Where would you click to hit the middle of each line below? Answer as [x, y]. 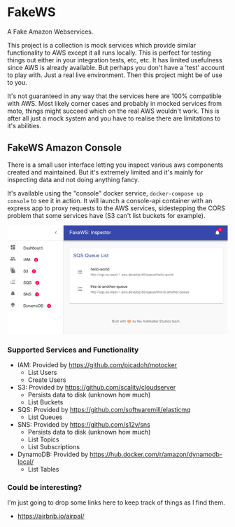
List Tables [43, 469]
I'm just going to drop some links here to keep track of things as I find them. [116, 502]
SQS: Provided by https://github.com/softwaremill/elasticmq [104, 409]
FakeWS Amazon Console [65, 148]
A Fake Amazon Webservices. [50, 32]
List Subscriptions [54, 446]
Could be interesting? [45, 487]
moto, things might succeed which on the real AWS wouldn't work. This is [113, 111]
